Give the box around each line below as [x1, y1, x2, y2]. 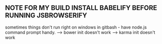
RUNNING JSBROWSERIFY [5, 12, 87, 20]
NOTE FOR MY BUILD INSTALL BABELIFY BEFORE [5, 4, 157, 12]
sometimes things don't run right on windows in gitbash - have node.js [5, 24, 147, 30]
